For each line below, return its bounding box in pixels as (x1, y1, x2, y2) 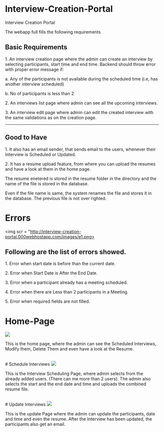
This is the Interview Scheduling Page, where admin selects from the (5, 371, 143, 376)
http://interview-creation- (30, 228, 82, 235)
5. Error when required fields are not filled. (5, 298, 90, 304)
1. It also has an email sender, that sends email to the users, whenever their (5, 146, 156, 152)
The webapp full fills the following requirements (5, 29, 101, 35)
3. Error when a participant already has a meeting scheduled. (5, 279, 128, 286)
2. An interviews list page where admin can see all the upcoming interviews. (5, 100, 158, 106)
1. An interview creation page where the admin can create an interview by (5, 56, 153, 62)
